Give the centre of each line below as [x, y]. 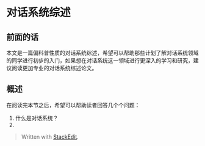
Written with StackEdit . [50, 137]
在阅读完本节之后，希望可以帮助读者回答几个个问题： [73, 105]
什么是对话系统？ [37, 118]
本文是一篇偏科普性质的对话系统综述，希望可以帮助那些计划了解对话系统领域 [103, 53]
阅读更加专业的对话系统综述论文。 [54, 68]
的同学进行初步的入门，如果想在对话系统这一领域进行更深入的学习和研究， [100, 60]
